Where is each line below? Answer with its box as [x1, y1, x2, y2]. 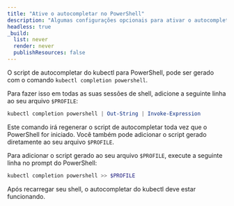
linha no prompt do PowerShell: [7, 159, 97, 167]
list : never [13, 36, 49, 43]
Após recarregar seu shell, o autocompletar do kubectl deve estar [7, 184, 196, 193]
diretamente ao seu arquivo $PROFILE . [7, 138, 115, 146]
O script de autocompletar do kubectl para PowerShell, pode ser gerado [7, 68, 214, 77]
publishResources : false [13, 50, 86, 57]
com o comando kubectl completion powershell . [7, 75, 148, 84]
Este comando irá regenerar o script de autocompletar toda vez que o [7, 123, 208, 131]
